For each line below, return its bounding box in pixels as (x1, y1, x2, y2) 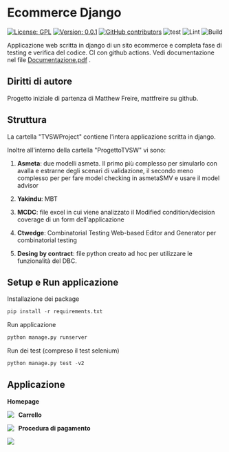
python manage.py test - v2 (7, 360, 85, 367)
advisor (17, 181, 39, 189)
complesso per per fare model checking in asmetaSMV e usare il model (17, 174, 220, 182)
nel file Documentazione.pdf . (7, 55, 91, 63)
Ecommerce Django (7, 5, 122, 21)
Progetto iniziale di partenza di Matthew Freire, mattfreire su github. (7, 94, 199, 102)
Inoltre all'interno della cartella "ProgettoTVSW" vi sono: (7, 146, 166, 154)
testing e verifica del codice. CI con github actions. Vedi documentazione (7, 48, 215, 57)
